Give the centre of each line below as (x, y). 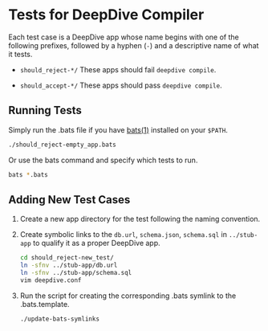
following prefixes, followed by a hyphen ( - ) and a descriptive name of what (134, 45)
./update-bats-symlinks (60, 319)
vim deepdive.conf (51, 280)
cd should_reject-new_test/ (67, 258)
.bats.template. (45, 304)
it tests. (20, 54)
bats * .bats (28, 174)
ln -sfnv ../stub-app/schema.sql (76, 273)
